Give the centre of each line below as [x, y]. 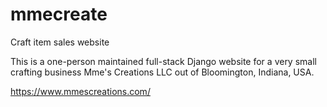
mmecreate [59, 14]
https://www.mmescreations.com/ [80, 91]
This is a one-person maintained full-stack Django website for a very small [163, 61]
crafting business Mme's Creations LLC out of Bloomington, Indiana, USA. [162, 72]
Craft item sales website [60, 42]
